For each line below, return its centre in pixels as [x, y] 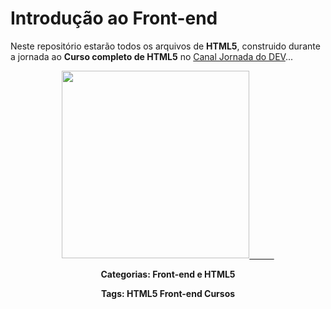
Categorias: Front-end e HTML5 [168, 274]
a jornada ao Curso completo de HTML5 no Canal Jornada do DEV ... [152, 56]
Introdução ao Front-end [114, 18]
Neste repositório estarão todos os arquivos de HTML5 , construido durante [165, 46]
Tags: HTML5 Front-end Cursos [168, 293]
